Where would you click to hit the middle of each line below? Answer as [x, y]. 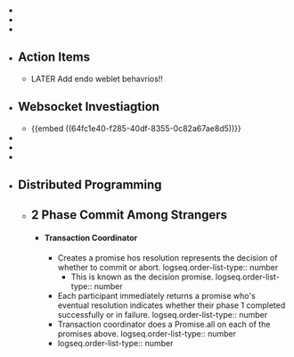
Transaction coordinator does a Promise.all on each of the [164, 324]
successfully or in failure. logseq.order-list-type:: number [163, 314]
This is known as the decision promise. [142, 277]
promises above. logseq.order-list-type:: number [147, 333]
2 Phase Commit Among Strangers [129, 215]
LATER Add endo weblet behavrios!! [97, 79]
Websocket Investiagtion [89, 107]
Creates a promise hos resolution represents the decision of [167, 257]
